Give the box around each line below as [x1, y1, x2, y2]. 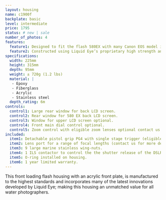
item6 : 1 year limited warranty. [9, 159, 79, 164]
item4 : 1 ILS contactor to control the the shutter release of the [9, 150, 152, 155]
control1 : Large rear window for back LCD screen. [9, 109, 116, 114]
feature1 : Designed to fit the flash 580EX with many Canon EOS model [9, 44, 158, 49]
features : [5, 40, 26, 45]
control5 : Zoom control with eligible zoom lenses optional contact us [9, 127, 161, 132]
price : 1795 [5, 26, 30, 31]
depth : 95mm [9, 67, 35, 72]
